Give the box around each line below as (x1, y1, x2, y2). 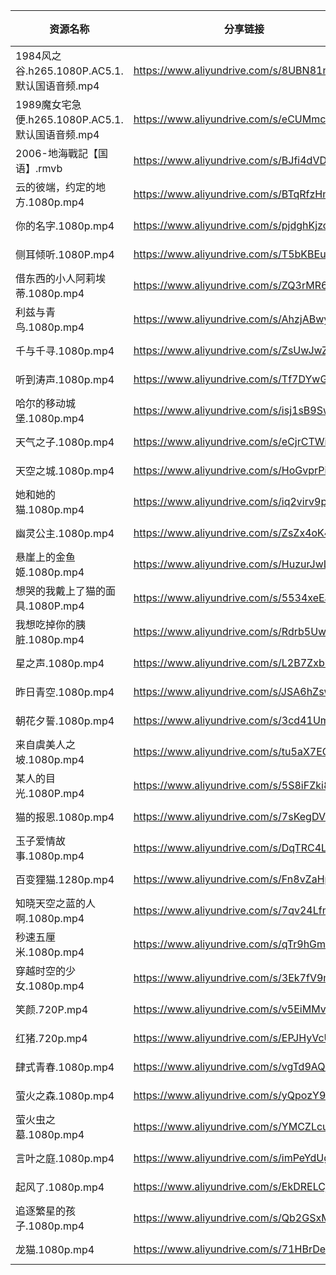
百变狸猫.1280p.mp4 (15, 873, 115, 886)
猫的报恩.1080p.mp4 (15, 810, 115, 824)
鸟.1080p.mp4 (15, 320, 85, 334)
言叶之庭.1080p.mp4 (15, 1152, 115, 1165)
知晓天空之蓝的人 (15, 897, 97, 910)
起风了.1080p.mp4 (15, 1180, 105, 1194)
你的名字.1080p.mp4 (15, 219, 115, 233)
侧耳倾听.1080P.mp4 (15, 248, 115, 261)
